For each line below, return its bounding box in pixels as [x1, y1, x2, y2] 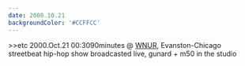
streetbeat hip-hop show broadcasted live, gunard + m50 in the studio [8, 49, 237, 58]
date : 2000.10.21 [8, 11, 66, 20]
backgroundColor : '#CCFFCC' [8, 19, 101, 27]
